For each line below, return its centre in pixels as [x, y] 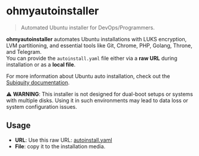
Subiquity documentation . [38, 82]
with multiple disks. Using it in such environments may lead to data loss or [97, 100]
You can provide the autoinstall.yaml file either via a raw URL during [92, 58]
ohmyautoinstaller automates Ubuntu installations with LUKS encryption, [97, 39]
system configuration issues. [42, 106]
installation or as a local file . [41, 65]
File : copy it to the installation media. [60, 146]
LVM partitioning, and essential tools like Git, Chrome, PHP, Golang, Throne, [99, 45]
